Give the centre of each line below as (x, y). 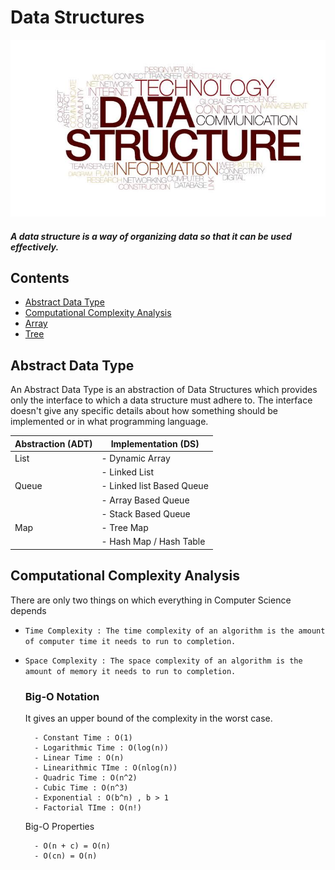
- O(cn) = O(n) (66, 856)
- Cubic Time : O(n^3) (81, 788)
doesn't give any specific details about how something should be (144, 411)
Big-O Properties (59, 827)
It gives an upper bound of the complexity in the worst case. (148, 718)
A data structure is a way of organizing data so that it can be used (151, 236)
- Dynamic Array (136, 458)
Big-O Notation (62, 696)
